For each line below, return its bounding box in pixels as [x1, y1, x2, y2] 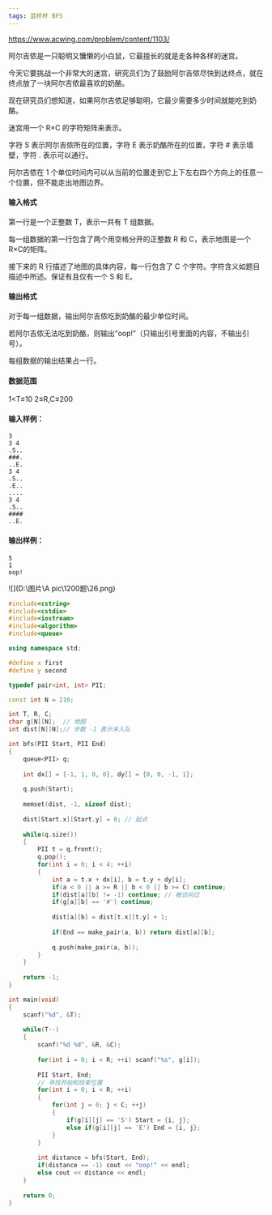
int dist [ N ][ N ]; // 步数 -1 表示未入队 [8, 726, 131, 734]
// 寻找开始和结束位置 [37, 1078, 103, 1086]
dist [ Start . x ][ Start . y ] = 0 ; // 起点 [23, 815, 148, 823]
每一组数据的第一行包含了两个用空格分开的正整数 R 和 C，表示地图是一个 [8, 234, 252, 244]
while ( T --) [23, 1025, 60, 1034]
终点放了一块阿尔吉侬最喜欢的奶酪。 [8, 78, 130, 87]
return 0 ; [23, 1192, 57, 1200]
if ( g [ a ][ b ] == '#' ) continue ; [51, 898, 154, 906]
